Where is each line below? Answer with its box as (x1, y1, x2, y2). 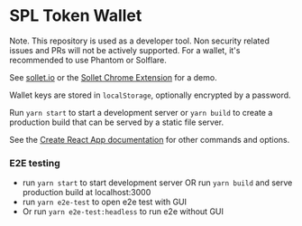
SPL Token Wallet (9, 5, 142, 26)
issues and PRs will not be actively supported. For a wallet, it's (9, 44, 241, 55)
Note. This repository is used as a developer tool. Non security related (9, 35, 270, 46)
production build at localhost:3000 (22, 187, 151, 198)
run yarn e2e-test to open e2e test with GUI (22, 196, 188, 208)
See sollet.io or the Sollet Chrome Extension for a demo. (9, 71, 218, 82)
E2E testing (9, 156, 60, 169)
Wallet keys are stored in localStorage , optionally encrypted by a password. (9, 89, 291, 100)
